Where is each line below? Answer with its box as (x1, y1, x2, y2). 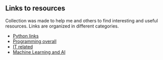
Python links (12, 33, 39, 39)
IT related (12, 43, 33, 50)
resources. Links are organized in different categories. (5, 23, 119, 29)
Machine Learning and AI (12, 49, 66, 55)
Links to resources (5, 4, 65, 13)
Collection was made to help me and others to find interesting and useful (5, 17, 158, 23)
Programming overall (12, 38, 57, 44)
